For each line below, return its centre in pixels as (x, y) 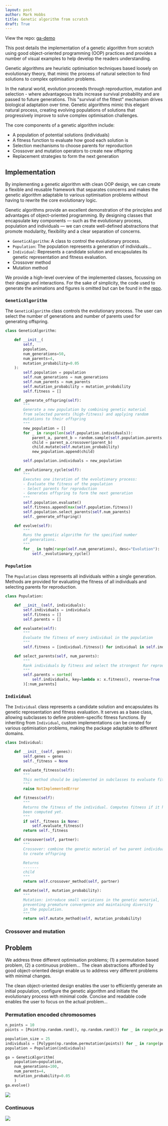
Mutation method (30, 268)
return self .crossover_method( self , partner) (71, 882)
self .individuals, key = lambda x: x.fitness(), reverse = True (96, 680)
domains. (15, 733)
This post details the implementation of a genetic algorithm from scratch (79, 48)
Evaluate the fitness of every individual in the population (88, 638)
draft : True (17, 24)
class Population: (24, 596)
